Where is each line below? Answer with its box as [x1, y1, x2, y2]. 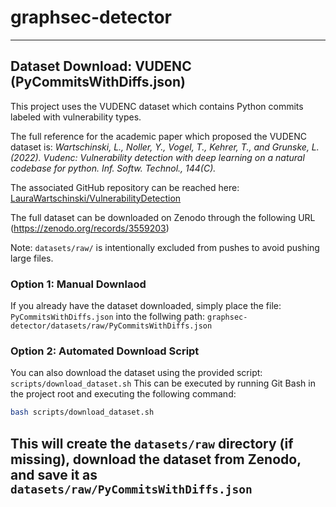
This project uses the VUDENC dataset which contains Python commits [10, 100, 304, 112]
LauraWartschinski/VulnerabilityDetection [10, 192, 182, 204]
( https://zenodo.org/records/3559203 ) [10, 222, 170, 234]
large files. [10, 252, 54, 264]
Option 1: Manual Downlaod [10, 277, 147, 291]
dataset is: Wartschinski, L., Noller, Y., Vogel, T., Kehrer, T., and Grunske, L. [10, 141, 320, 153]
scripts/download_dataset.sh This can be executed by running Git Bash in [10, 377, 316, 390]
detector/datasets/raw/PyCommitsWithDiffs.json [10, 321, 213, 331]
